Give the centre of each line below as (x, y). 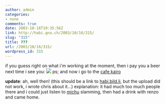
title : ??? (16, 42)
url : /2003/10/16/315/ (29, 47)
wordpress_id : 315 (24, 51)
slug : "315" (17, 38)
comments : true (21, 24)
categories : (17, 14)
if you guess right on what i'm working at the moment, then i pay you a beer (83, 66)
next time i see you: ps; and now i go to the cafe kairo (63, 71)
